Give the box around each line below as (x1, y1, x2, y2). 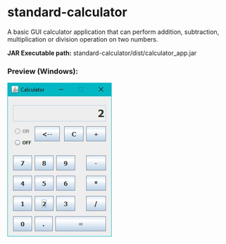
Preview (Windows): (7, 66, 79, 76)
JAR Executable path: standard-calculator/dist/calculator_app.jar (7, 49, 197, 57)
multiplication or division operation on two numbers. (7, 35, 158, 43)
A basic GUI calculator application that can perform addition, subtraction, (7, 28, 220, 36)
